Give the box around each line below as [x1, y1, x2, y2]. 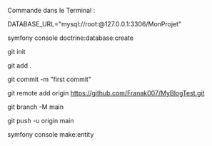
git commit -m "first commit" [7, 75, 91, 83]
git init [7, 48, 26, 56]
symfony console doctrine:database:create [7, 33, 134, 42]
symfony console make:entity [7, 130, 94, 138]
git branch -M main [7, 103, 64, 111]
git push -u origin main [7, 117, 74, 125]
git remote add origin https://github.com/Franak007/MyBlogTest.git [7, 89, 205, 97]
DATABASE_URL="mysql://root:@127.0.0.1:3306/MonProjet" [7, 20, 182, 28]
